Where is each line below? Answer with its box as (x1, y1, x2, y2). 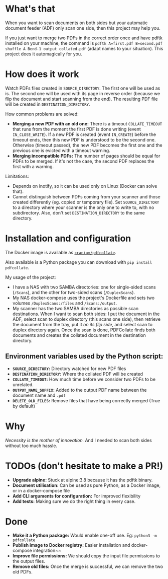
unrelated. (12, 381, 34, 388)
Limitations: (5, 173, 29, 179)
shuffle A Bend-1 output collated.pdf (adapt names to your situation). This (5, 45, 163, 51)
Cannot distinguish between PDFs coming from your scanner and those (12, 193, 160, 199)
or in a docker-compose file (12, 487, 70, 493)
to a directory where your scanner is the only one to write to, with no (12, 204, 154, 210)
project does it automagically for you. (5, 51, 82, 57)
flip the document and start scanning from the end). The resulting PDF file (5, 96, 158, 102)
